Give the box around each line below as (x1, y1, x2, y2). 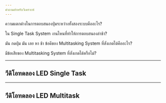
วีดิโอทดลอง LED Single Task (5, 69, 86, 77)
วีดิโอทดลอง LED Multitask (5, 91, 80, 100)
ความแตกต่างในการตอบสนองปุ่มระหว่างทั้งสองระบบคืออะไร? (5, 21, 102, 26)
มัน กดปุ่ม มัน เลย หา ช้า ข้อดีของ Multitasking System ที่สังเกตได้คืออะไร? (5, 40, 132, 46)
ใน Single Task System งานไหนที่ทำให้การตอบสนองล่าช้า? (5, 30, 107, 36)
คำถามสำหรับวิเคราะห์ (5, 7, 35, 12)
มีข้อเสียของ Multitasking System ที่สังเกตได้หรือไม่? (5, 50, 97, 56)
